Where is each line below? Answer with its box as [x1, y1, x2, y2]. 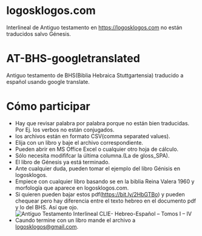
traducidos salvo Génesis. [6, 30, 72, 37]
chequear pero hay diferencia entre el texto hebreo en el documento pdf [15, 197, 196, 204]
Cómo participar [6, 100, 90, 113]
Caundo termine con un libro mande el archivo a [15, 217, 136, 224]
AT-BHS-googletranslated [6, 52, 141, 66]
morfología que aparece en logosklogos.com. [15, 184, 129, 192]
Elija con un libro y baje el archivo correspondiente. [15, 139, 144, 146]
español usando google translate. [6, 78, 90, 85]
